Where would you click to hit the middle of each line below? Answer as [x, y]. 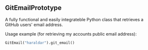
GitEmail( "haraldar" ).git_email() [40, 43]
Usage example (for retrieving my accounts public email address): [71, 34]
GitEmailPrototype [33, 8]
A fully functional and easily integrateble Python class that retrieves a [74, 19]
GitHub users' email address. [34, 25]
